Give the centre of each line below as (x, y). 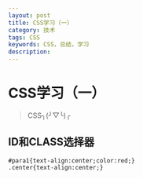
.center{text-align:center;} (56, 167)
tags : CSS (24, 37)
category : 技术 (32, 30)
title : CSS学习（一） (40, 23)
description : (29, 52)
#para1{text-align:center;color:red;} (71, 161)
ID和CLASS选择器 (51, 142)
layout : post (29, 15)
